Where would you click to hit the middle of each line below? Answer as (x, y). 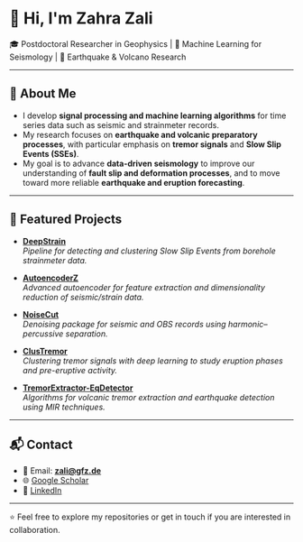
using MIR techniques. (64, 407)
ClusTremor (45, 351)
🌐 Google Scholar (55, 481)
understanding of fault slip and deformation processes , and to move (151, 173)
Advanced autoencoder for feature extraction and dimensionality (144, 287)
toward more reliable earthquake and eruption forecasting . (133, 182)
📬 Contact (41, 444)
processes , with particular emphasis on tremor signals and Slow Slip (152, 144)
